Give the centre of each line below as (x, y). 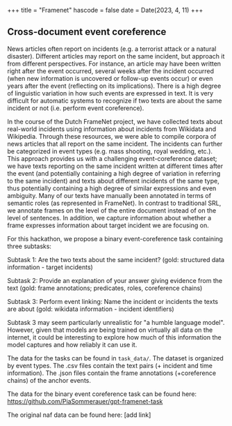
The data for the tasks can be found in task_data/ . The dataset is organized (115, 358)
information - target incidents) (50, 267)
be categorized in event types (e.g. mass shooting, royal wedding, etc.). (110, 151)
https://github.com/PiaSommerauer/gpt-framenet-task (85, 401)
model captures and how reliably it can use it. (72, 344)
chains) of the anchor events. (49, 380)
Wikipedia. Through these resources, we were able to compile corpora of (112, 136)
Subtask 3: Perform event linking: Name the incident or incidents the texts (113, 301)
